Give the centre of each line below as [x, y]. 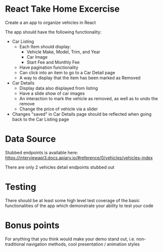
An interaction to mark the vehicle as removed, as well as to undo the [89, 98]
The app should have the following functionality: [53, 32]
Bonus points [32, 225]
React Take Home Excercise [63, 9]
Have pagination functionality [49, 67]
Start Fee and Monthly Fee [53, 62]
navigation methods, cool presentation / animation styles [83, 244]
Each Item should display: [45, 46]
